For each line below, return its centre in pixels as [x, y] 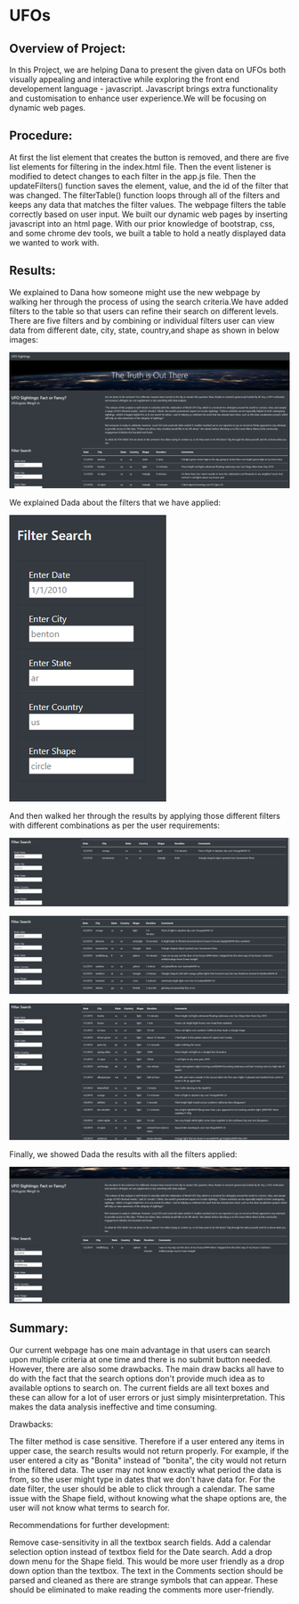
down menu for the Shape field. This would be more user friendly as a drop [147, 1561]
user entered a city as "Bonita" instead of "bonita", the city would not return [148, 1460]
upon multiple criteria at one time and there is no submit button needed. [141, 1359]
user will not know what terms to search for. [90, 1508]
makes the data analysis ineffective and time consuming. [113, 1407]
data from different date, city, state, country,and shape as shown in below [145, 330]
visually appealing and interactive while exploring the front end [125, 79]
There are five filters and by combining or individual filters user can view [142, 320]
